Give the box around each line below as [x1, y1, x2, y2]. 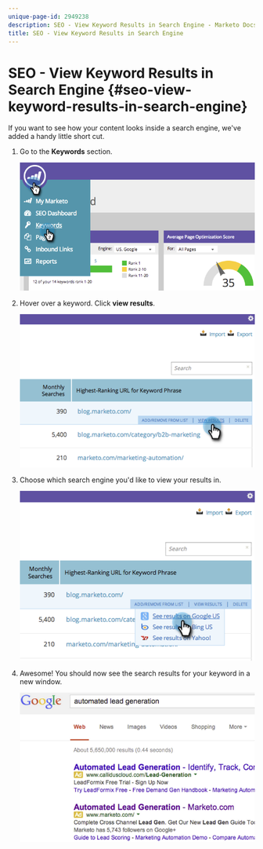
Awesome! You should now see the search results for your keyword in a [19, 668, 250, 679]
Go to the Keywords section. [19, 147, 113, 156]
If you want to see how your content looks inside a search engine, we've [8, 123, 241, 133]
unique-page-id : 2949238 [8, 13, 89, 20]
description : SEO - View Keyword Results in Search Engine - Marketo [8, 20, 240, 29]
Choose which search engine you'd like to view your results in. [19, 475, 222, 485]
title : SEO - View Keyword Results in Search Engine [8, 29, 184, 37]
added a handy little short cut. [8, 132, 105, 141]
